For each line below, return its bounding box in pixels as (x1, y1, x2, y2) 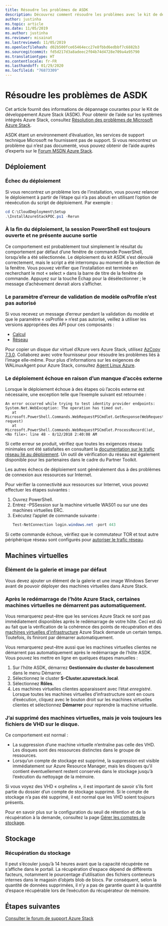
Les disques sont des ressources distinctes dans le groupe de (12, 747, 140, 753)
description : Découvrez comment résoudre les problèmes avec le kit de (5, 12, 157, 17)
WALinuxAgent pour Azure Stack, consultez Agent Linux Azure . (5, 362, 136, 368)
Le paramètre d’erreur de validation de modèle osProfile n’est (5, 293, 157, 300)
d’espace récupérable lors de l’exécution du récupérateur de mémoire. (5, 887, 150, 893)
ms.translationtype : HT (5, 54, 55, 59)
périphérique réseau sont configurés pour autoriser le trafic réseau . (5, 537, 144, 543)
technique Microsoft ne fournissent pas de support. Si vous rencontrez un (5, 137, 157, 143)
